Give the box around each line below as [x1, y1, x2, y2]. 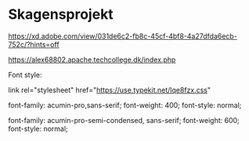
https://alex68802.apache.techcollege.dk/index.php [8, 55, 176, 64]
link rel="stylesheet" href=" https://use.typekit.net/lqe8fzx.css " [8, 85, 211, 95]
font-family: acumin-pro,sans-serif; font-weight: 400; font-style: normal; [8, 100, 242, 110]
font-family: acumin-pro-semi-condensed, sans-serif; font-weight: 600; [8, 115, 240, 125]
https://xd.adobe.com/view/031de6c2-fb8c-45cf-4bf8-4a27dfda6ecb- [8, 31, 237, 41]
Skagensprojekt [8, 5, 114, 23]
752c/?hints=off [8, 39, 60, 49]
